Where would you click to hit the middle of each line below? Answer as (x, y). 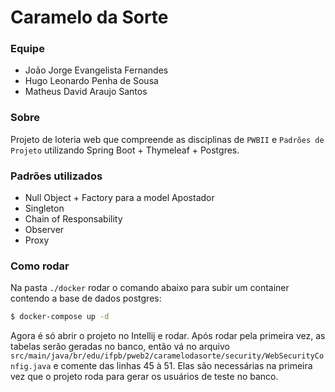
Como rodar (40, 266)
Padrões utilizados (56, 176)
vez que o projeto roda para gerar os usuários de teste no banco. (144, 377)
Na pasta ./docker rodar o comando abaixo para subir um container (150, 288)
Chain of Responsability (73, 219)
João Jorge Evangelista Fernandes (96, 70)
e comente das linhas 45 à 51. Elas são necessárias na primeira (183, 366)
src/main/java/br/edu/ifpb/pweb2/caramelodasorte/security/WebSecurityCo (167, 356)
